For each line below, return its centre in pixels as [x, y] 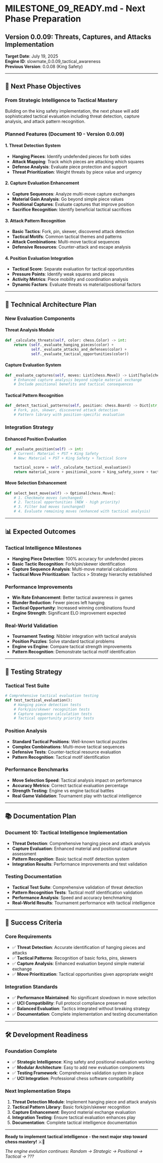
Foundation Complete [31, 1051]
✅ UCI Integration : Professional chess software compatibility [73, 1078]
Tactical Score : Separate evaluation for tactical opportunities [73, 269]
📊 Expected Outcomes [41, 532]
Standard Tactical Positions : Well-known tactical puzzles [70, 741]
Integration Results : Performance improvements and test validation [80, 864]
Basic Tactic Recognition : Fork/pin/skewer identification [68, 564]
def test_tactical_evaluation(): [39, 700]
